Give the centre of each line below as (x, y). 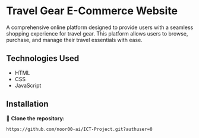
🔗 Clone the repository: (36, 118)
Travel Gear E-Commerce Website (92, 11)
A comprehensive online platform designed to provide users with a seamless (100, 27)
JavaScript (28, 85)
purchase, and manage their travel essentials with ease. (74, 40)
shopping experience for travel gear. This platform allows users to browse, (97, 33)
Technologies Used (42, 58)
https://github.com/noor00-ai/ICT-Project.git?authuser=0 (79, 129)
